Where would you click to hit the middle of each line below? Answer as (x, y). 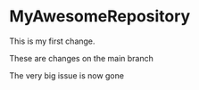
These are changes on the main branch (81, 58)
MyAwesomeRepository (100, 16)
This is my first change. (52, 41)
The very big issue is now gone (67, 75)
